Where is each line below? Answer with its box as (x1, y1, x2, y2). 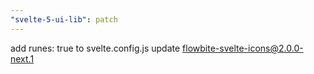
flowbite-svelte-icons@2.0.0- (182, 42, 304, 54)
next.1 (10, 52, 35, 65)
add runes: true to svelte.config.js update (10, 42, 181, 54)
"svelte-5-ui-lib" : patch (10, 14, 118, 25)
